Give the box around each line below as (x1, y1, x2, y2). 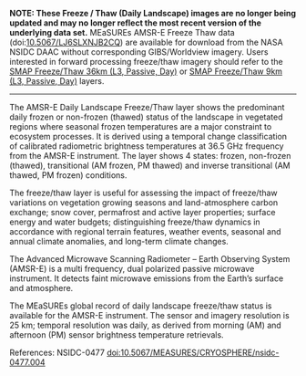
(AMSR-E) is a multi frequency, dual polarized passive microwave (9, 264, 255, 274)
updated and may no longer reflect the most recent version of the (9, 17, 262, 28)
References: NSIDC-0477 (9, 347, 105, 358)
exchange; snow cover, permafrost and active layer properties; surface (9, 207, 276, 217)
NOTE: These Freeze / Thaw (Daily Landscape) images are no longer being (9, 8, 297, 18)
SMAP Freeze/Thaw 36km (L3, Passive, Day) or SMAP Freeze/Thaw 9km (9, 66, 283, 77)
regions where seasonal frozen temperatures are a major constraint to (9, 121, 272, 131)
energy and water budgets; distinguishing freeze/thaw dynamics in (9, 216, 261, 227)
